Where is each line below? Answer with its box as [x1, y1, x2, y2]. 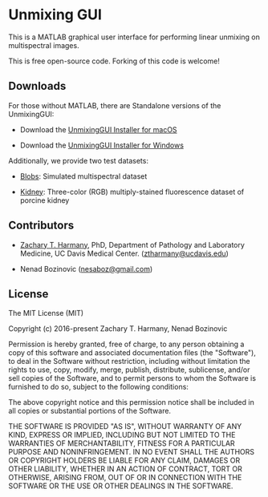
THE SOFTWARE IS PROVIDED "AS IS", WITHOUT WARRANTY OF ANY [8, 422, 242, 431]
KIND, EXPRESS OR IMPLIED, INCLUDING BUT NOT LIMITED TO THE [8, 430, 236, 440]
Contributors [8, 219, 75, 232]
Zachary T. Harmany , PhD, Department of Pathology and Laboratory [19, 240, 245, 249]
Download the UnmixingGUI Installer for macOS [19, 124, 178, 134]
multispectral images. [8, 40, 79, 50]
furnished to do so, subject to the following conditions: [8, 382, 189, 392]
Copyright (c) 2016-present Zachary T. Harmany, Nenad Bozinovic [8, 324, 228, 333]
